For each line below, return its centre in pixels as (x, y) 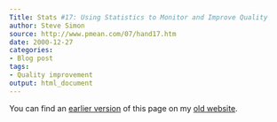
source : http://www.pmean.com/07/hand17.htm (93, 34)
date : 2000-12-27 (41, 42)
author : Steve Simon (47, 26)
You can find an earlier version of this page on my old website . (123, 108)
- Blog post (31, 58)
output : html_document (51, 83)
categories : (31, 50)
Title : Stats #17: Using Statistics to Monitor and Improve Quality (138, 17)
